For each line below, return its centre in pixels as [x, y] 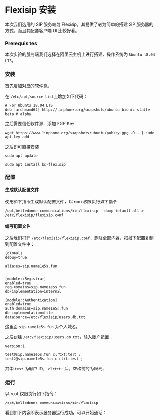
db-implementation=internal [33, 291]
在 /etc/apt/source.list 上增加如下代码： [46, 96]
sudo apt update [21, 156]
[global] [14, 253]
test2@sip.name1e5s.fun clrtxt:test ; [44, 359]
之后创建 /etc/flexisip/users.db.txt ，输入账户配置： [59, 337]
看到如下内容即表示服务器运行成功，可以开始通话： [56, 413]
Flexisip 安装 [30, 10]
